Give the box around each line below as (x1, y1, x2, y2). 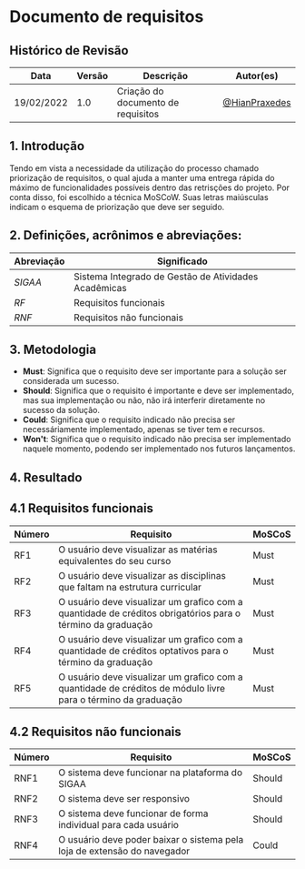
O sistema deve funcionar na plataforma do (58, 766, 243, 779)
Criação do (116, 85, 164, 97)
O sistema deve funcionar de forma (58, 807, 209, 820)
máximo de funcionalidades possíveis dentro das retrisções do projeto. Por (9, 182, 290, 193)
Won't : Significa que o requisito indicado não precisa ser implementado (22, 434, 291, 445)
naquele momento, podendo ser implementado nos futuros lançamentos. (22, 443, 296, 454)
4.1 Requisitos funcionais (9, 500, 154, 516)
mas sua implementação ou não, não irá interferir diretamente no (22, 395, 266, 406)
